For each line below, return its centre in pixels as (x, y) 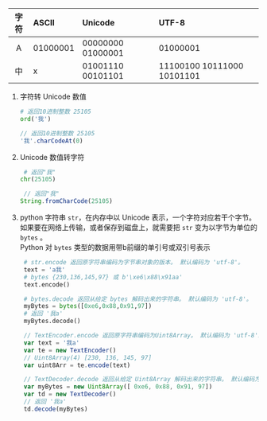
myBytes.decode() (52, 322)
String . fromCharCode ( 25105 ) (66, 201)
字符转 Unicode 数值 (53, 96)
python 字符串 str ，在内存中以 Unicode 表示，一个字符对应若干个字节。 (138, 217)
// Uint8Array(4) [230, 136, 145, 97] (88, 357)
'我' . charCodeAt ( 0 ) (51, 141)
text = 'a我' (44, 270)
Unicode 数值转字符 (52, 157)
